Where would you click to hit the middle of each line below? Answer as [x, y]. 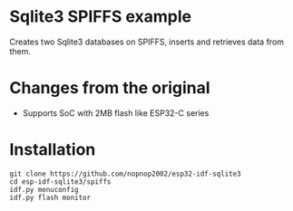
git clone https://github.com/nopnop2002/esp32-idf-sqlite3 [126, 174]
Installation [53, 150]
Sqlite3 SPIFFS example [101, 17]
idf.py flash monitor [50, 197]
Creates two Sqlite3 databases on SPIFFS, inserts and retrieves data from [146, 42]
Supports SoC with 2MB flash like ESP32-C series [116, 113]
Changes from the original [110, 88]
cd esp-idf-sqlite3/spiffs [60, 182]
